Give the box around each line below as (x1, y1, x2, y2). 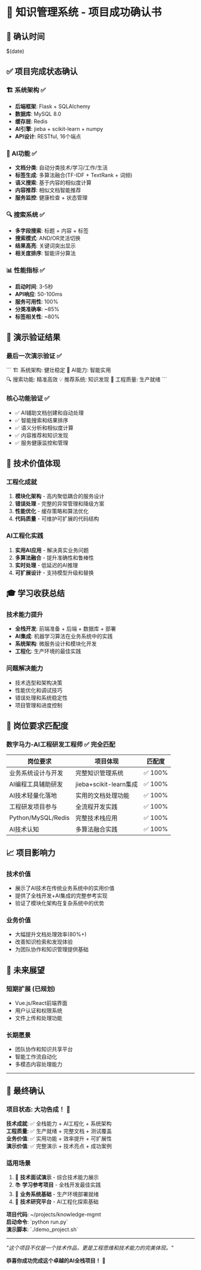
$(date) (6, 47, 25, 55)
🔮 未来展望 (6, 965, 45, 975)
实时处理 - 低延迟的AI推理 (14, 561, 78, 568)
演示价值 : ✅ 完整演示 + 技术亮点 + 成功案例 (6, 1142, 112, 1149)
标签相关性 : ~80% (14, 313, 60, 320)
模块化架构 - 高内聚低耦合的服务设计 (14, 493, 105, 500)
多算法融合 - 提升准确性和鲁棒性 (14, 554, 95, 561)
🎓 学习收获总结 (6, 588, 65, 598)
